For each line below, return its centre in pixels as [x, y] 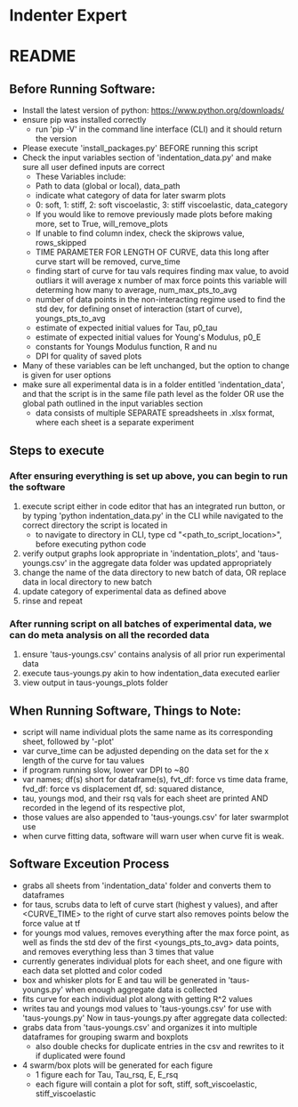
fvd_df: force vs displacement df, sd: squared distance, [123, 788]
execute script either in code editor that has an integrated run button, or [153, 506]
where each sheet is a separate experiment [115, 423]
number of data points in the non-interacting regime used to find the [161, 300]
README [43, 57]
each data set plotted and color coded [92, 970]
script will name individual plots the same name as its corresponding [148, 731]
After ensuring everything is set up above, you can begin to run [149, 475]
